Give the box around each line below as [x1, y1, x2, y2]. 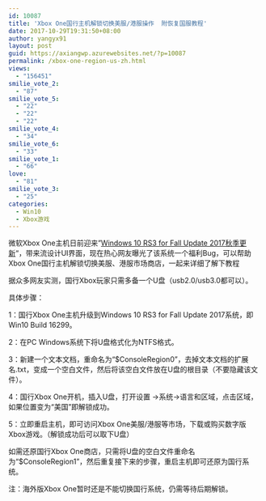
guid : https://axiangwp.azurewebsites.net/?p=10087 [8, 49, 186, 57]
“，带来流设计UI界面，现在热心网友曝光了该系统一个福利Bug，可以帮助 [15, 248, 252, 258]
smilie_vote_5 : [8, 95, 60, 103]
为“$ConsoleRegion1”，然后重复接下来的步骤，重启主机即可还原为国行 [8, 456, 243, 466]
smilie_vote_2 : [8, 79, 60, 87]
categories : [8, 200, 49, 208]
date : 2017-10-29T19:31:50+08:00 [8, 27, 121, 35]
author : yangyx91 [8, 34, 67, 43]
